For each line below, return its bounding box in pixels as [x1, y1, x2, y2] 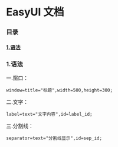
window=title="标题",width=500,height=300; [6, 87, 113, 93]
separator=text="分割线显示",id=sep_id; [6, 135, 102, 141]
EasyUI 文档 [6, 5, 64, 19]
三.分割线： [6, 122, 34, 129]
